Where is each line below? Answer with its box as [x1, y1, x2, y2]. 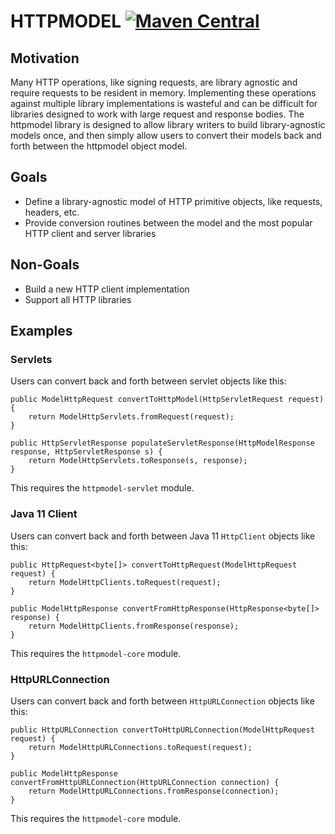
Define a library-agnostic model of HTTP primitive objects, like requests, [24, 195, 323, 207]
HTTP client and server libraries [24, 227, 157, 239]
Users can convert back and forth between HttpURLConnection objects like [10, 695, 315, 707]
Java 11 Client [10, 507, 78, 521]
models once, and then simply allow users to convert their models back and [10, 130, 322, 141]
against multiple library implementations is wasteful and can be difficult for [10, 98, 318, 109]
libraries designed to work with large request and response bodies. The [10, 108, 305, 120]
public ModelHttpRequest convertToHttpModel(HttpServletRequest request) [10, 395, 325, 405]
